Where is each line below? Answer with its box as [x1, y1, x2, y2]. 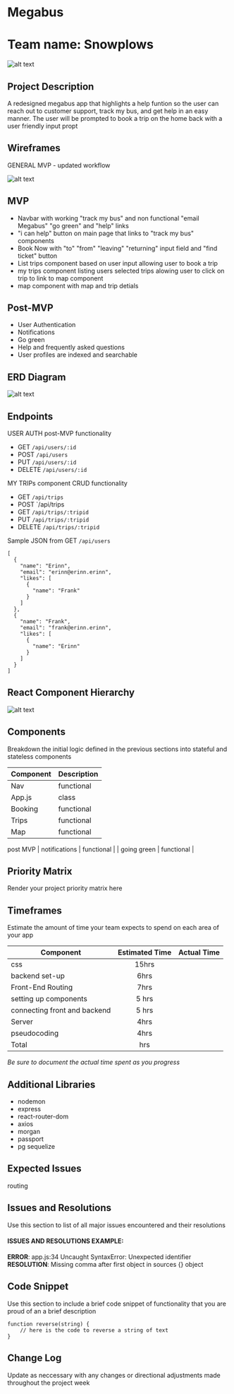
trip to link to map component [17, 273, 104, 283]
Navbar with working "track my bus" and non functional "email [17, 213, 199, 223]
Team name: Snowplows [7, 37, 154, 53]
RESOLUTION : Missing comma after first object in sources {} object [7, 1260, 204, 1268]
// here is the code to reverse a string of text [20, 1326, 169, 1334]
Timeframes [7, 904, 62, 916]
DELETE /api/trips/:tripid [17, 523, 100, 531]
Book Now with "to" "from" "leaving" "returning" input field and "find [17, 244, 218, 252]
